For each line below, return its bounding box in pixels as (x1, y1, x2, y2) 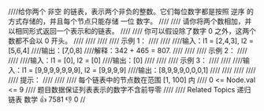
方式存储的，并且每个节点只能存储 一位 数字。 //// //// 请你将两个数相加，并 (8, 16, 252, 26)
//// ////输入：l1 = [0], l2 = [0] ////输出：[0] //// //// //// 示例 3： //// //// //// (8, 55, 244, 65)
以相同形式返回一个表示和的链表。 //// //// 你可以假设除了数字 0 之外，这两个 (8, 27, 256, 35)
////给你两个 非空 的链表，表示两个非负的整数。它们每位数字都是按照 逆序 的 (8, 7, 254, 16)
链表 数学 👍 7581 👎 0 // (8, 95, 86, 104)
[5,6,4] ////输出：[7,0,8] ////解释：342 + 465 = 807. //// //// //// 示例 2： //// (8, 46, 248, 55)
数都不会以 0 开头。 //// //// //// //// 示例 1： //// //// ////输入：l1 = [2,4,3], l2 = (8, 36, 255, 45)
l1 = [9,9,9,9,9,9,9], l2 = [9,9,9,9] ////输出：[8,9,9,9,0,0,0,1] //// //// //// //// (21, 66, 256, 74)
